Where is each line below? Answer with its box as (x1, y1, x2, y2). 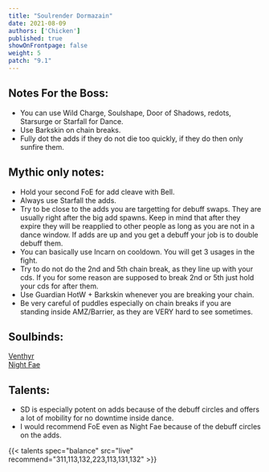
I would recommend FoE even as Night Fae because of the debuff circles (19, 422, 261, 432)
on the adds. (19, 430, 62, 440)
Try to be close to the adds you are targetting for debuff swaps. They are (19, 204, 262, 213)
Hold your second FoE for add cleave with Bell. (19, 187, 175, 197)
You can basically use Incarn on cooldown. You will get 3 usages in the (19, 246, 255, 256)
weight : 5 (8, 49, 42, 57)
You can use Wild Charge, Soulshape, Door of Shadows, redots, (19, 108, 231, 118)
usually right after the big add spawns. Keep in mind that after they (19, 213, 241, 222)
